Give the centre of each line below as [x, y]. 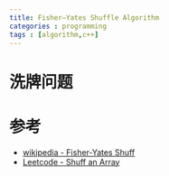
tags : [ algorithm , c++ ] [54, 34]
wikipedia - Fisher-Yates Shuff [79, 152]
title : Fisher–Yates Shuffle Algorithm [84, 18]
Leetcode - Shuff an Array [71, 162]
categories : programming [58, 26]
